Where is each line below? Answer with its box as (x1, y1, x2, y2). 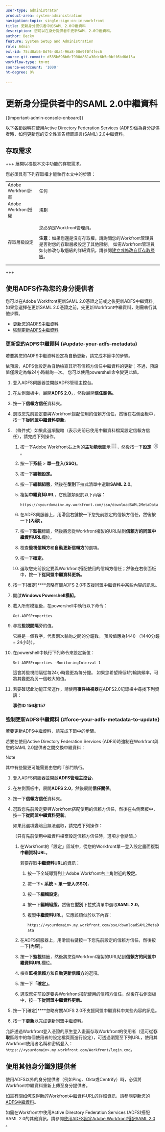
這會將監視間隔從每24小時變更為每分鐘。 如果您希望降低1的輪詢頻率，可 (12, 669, 159, 675)
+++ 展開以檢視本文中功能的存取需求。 (5, 161, 84, 167)
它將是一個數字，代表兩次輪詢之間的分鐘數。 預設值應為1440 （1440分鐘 (12, 633, 160, 639)
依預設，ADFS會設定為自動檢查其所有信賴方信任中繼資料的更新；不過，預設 (5, 363, 159, 369)
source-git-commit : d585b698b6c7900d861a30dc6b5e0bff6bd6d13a (5, 54, 135, 59)
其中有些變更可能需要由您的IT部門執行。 (5, 764, 87, 770)
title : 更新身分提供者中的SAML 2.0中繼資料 (5, 24, 86, 28)
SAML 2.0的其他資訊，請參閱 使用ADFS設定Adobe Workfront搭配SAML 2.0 (5, 1115, 156, 1121)
